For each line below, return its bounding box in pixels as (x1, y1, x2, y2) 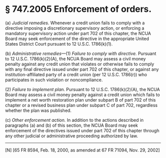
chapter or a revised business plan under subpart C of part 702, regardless (5, 102, 158, 108)
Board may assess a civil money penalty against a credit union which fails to (5, 92, 160, 98)
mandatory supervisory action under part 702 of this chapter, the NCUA (5, 30, 152, 36)
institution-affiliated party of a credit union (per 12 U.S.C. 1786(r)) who (5, 71, 147, 77)
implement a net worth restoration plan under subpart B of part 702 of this (5, 97, 156, 103)
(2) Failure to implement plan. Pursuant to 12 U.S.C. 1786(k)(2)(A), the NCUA (5, 86, 160, 92)
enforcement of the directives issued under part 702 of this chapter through (5, 127, 160, 133)
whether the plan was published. (5, 107, 72, 113)
